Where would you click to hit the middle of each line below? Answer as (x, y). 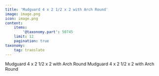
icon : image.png (22, 18)
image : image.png (23, 14)
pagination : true (32, 41)
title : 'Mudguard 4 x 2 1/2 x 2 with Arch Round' (57, 9)
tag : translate (29, 50)
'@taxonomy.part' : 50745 (48, 32)
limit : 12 (24, 37)
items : (21, 28)
